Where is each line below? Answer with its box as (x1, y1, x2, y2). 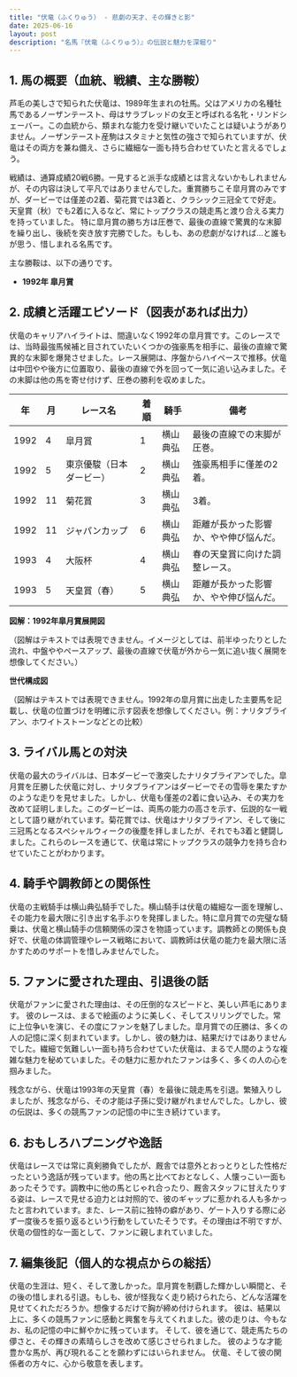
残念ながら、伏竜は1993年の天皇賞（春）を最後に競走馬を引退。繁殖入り (9, 1084, 275, 1095)
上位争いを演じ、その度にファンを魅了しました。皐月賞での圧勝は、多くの (16, 1021, 288, 1032)
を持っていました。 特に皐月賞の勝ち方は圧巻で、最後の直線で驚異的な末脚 (9, 216, 282, 227)
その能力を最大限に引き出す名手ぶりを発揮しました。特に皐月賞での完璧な (9, 912, 280, 923)
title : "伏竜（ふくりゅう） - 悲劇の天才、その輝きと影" (9, 12, 195, 22)
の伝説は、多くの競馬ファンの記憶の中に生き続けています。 (9, 1107, 225, 1117)
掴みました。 (9, 1066, 56, 1076)
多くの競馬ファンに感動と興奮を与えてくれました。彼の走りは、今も (32, 1313, 280, 1324)
